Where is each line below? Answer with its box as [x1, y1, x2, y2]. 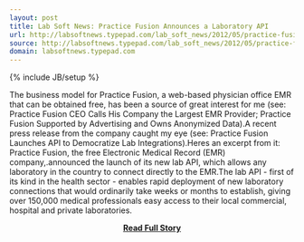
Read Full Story [122, 223, 182, 234]
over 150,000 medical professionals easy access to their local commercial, [9, 196, 288, 207]
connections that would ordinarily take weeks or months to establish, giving [9, 186, 291, 197]
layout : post [9, 13, 59, 23]
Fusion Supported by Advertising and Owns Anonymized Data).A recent [9, 119, 277, 130]
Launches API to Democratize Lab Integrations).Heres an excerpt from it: [9, 138, 280, 149]
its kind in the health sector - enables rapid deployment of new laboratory [9, 176, 284, 187]
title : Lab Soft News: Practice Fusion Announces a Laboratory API [9, 22, 270, 31]
